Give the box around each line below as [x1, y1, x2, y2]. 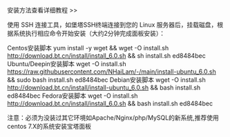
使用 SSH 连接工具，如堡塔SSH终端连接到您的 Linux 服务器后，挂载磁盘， [7, 21, 218, 29]
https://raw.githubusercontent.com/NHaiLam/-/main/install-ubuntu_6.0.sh [7, 67, 216, 76]
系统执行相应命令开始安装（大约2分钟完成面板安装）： [12, 30, 166, 37]
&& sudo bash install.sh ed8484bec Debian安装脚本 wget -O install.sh [7, 76, 206, 84]
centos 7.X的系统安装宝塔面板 [7, 123, 92, 130]
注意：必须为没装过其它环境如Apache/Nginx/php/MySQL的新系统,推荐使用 [7, 114, 219, 122]
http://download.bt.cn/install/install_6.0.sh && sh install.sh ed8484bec [7, 52, 206, 60]
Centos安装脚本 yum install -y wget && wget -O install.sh [7, 44, 169, 52]
